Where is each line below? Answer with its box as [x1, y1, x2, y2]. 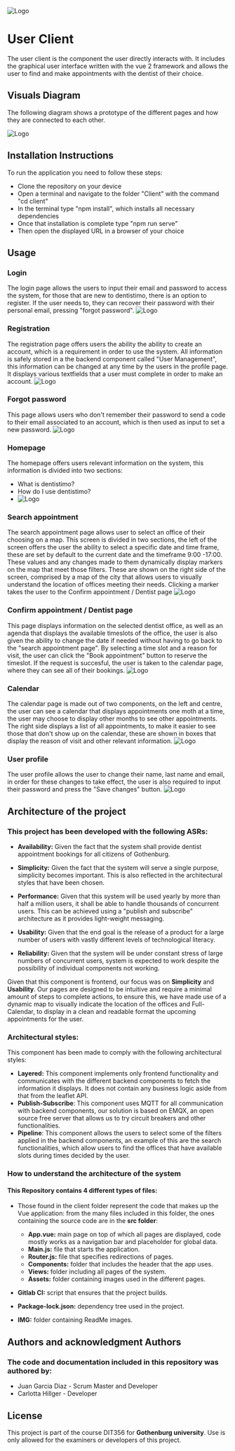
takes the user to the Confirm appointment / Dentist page [7, 588, 173, 596]
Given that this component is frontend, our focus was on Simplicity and [7, 977, 215, 986]
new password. [7, 425, 52, 434]
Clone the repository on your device [17, 182, 122, 190]
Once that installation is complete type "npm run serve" [17, 219, 178, 227]
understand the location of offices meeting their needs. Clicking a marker [7, 580, 219, 589]
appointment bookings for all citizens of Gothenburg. [17, 850, 170, 859]
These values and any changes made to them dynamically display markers [7, 558, 223, 566]
